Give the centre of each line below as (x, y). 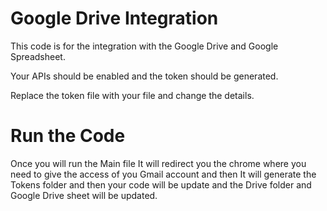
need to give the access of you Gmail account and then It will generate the (163, 174)
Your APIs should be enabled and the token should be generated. (144, 76)
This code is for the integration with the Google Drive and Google (144, 46)
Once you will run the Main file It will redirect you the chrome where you (158, 163)
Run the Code (68, 136)
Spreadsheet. (38, 56)
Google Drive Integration (114, 18)
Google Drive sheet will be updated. (84, 195)
